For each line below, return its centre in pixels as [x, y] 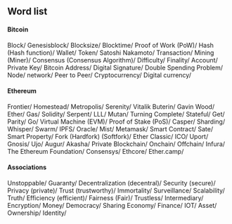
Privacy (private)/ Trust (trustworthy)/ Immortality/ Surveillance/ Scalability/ [116, 190]
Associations [27, 167]
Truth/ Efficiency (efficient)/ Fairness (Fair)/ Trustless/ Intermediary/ [105, 198]
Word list [27, 12]
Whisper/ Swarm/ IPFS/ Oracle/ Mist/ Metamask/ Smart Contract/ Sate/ [110, 129]
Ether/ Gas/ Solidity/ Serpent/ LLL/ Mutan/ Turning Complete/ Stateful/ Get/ [116, 114]
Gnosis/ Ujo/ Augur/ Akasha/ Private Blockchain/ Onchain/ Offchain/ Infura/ [116, 144]
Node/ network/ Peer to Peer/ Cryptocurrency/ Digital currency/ [99, 75]
